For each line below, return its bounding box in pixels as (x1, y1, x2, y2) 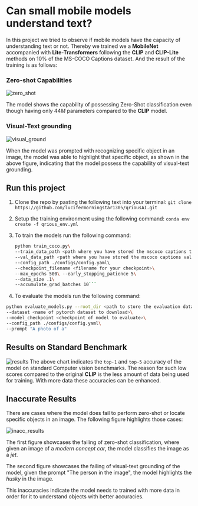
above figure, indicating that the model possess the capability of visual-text (6, 160, 190, 167)
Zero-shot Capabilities (6, 76, 72, 84)
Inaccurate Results (6, 394, 77, 404)
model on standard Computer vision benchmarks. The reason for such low (6, 364, 187, 371)
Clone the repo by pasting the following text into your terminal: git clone (14, 199, 192, 206)
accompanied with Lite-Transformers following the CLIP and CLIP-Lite (6, 48, 179, 56)
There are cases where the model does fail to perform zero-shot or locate (6, 410, 186, 417)
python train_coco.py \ (14, 244, 71, 249)
